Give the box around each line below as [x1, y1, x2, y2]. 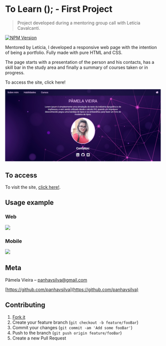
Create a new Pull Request [12, 335, 67, 341]
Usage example [5, 198, 54, 207]
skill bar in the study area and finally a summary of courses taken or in [5, 64, 148, 70]
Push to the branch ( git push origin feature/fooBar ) [12, 330, 122, 336]
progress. [5, 69, 25, 75]
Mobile [5, 238, 22, 245]
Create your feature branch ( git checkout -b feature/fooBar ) [12, 319, 139, 325]
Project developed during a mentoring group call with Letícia [17, 20, 141, 26]
